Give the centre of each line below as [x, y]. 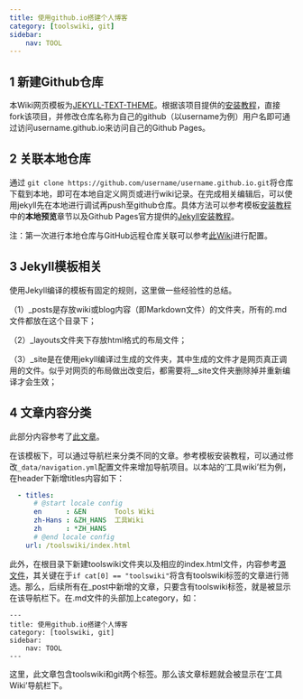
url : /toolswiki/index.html [78, 545]
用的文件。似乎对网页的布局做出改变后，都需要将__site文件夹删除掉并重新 [146, 370]
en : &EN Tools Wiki [94, 512]
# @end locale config [74, 537]
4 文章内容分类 [50, 413]
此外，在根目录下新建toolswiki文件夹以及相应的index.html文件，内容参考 [144, 564]
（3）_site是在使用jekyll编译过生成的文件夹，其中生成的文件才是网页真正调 [148, 359]
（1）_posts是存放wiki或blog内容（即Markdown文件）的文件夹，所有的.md [148, 309]
